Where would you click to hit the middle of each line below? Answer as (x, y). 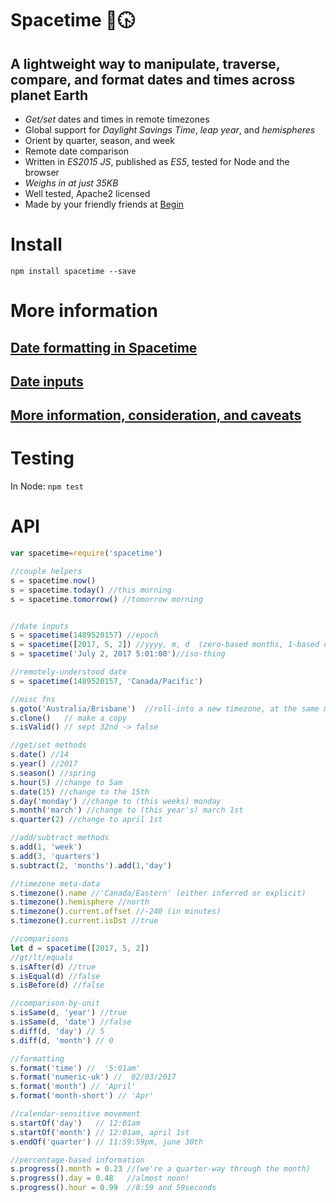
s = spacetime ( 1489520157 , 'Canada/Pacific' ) (106, 681)
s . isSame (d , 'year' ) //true (69, 1013)
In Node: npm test (47, 486)
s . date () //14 (40, 755)
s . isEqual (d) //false (55, 976)
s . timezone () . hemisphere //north (80, 902)
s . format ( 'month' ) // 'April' (73, 1087)
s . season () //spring (53, 773)
